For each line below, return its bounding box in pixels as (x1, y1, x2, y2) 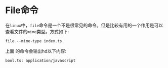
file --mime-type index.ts (5, 38, 62, 43)
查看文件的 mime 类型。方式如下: (5, 28, 69, 34)
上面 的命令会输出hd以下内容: (5, 48, 67, 54)
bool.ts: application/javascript (5, 58, 76, 63)
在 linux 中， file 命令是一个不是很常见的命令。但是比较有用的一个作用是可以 (5, 22, 163, 28)
